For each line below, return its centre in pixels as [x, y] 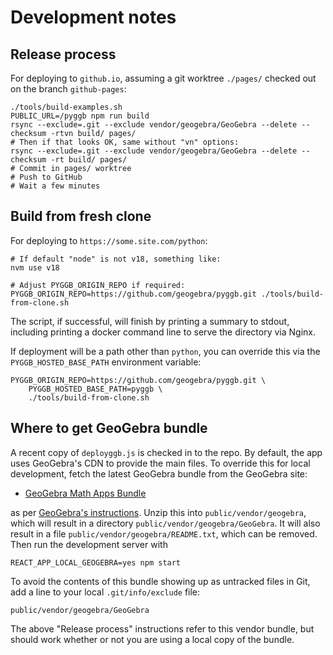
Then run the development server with [89, 544]
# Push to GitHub [46, 177]
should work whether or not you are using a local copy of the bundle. [152, 639]
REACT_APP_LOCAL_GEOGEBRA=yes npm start [96, 562]
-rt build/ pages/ [89, 160]
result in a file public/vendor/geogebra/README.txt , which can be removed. [164, 533]
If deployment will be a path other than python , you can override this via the [165, 351]
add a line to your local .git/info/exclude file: [105, 592]
